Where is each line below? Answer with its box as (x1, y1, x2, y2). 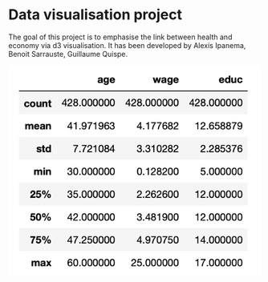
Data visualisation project (8, 6, 183, 24)
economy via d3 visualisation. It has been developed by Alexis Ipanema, (8, 40, 246, 50)
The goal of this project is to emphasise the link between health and (8, 32, 233, 42)
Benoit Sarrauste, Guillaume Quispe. (8, 49, 128, 58)
